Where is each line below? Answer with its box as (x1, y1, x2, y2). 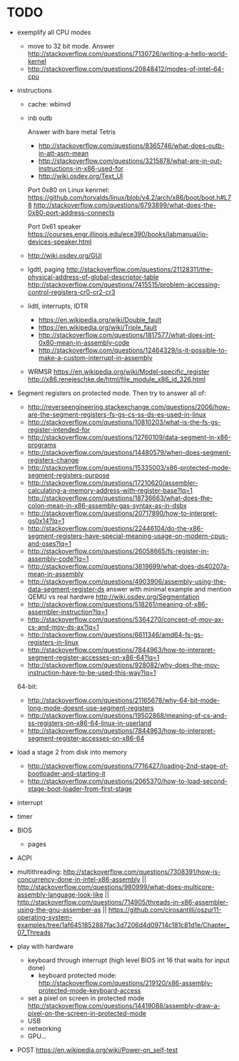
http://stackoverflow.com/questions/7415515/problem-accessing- (27, 280, 220, 289)
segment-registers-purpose (27, 471, 110, 479)
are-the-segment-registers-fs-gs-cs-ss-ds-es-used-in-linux (27, 410, 206, 419)
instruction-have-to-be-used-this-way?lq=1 (27, 668, 156, 677)
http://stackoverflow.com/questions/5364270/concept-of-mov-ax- (27, 615, 225, 624)
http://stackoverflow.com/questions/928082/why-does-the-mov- (27, 660, 220, 669)
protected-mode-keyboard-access (38, 986, 141, 995)
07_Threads (16, 928, 51, 937)
